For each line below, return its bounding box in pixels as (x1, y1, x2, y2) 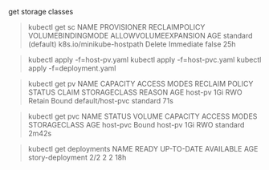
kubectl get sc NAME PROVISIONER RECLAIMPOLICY (27, 22, 206, 31)
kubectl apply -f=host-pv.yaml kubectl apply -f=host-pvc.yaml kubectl (27, 55, 262, 64)
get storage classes (8, 7, 74, 16)
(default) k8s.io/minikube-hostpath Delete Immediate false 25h (27, 39, 236, 49)
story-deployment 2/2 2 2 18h (27, 152, 127, 162)
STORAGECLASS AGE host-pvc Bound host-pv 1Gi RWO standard (27, 120, 245, 129)
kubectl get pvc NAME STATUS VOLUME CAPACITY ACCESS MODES (27, 111, 258, 121)
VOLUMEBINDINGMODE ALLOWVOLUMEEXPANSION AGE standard (27, 31, 253, 40)
